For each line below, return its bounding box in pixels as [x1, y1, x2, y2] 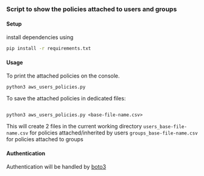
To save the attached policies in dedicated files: [6, 95, 126, 102]
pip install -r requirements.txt [6, 45, 91, 52]
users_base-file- [142, 124, 188, 130]
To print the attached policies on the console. [6, 72, 120, 79]
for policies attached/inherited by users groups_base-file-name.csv [29, 129, 198, 136]
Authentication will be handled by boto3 [6, 163, 107, 170]
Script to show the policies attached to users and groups [6, 5, 177, 13]
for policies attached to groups [6, 136, 83, 143]
